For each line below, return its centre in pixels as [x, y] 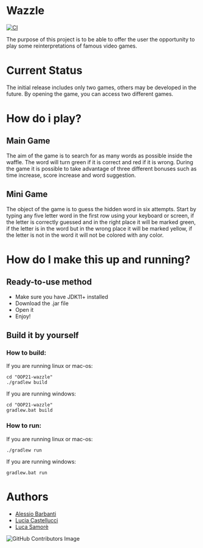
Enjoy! [23, 316]
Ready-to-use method [49, 282]
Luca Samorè [32, 527]
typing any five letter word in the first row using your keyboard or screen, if [100, 215]
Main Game [28, 141]
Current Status [44, 70]
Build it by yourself [43, 335]
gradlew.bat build [29, 410]
